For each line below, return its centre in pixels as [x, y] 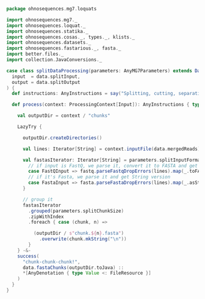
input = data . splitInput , [46, 77]
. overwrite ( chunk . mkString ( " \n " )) [83, 239]
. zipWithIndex [46, 217]
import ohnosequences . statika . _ [47, 31]
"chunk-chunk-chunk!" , [51, 262]
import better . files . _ [35, 54]
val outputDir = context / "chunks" [64, 116]
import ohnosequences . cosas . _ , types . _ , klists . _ [71, 37]
